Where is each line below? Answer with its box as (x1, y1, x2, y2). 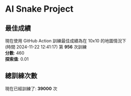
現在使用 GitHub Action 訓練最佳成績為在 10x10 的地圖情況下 (5, 38, 127, 43)
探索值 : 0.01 (5, 56, 29, 62)
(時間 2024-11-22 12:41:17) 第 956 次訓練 (5, 44, 87, 50)
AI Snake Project (5, 3, 74, 15)
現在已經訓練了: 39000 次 (5, 85, 58, 91)
